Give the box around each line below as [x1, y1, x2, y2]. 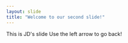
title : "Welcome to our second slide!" [6, 14, 105, 20]
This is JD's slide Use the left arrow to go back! [6, 30, 122, 37]
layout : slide [6, 8, 42, 15]
